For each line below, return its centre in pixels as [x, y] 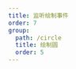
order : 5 [30, 52]
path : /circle [38, 38]
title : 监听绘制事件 [38, 15]
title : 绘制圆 [37, 45]
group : [19, 30]
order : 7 [23, 23]
